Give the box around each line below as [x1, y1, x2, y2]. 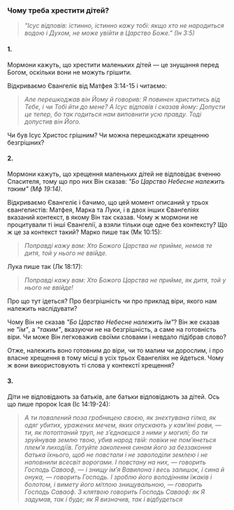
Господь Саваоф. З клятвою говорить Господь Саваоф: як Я [24, 488, 205, 496]
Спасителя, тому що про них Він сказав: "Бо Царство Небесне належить [7, 177, 225, 185]
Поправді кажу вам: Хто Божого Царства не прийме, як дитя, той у [24, 275, 226, 284]
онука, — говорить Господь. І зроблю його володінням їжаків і [24, 472, 212, 481]
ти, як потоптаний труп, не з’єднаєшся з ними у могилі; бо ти [24, 428, 208, 437]
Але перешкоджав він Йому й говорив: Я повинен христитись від [24, 95, 220, 103]
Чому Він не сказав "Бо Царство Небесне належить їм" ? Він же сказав [7, 317, 220, 326]
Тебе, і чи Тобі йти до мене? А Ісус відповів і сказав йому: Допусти [24, 102, 226, 110]
